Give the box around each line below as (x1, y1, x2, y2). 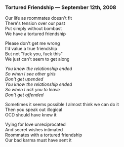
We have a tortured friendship (5, 31, 66, 37)
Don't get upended (5, 76, 43, 82)
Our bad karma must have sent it (5, 137, 72, 143)
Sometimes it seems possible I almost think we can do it (5, 102, 119, 108)
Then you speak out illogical (5, 107, 63, 112)
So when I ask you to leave (5, 87, 60, 93)
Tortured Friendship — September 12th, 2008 (5, 4, 117, 11)
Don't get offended (5, 92, 44, 98)
